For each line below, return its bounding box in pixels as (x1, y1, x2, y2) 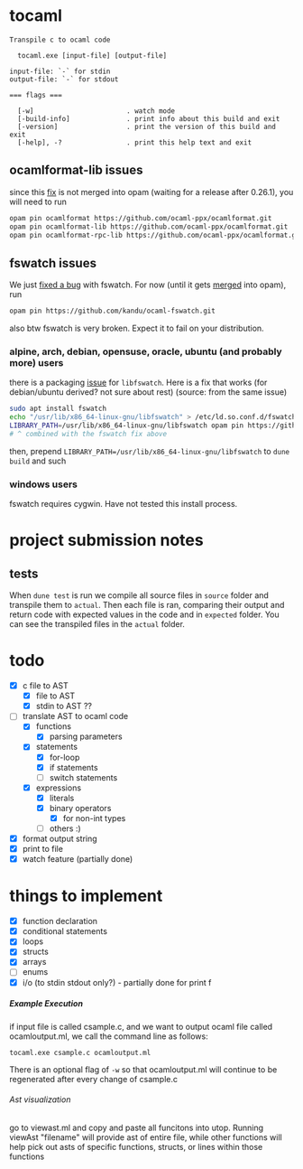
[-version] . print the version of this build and (17, 122, 277, 131)
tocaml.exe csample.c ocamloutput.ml (9, 1048, 151, 1057)
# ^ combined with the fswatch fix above (9, 429, 168, 438)
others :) (49, 823, 81, 834)
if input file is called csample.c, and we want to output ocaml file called (9, 1021, 273, 1032)
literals (49, 792, 75, 803)
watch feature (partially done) (22, 854, 133, 865)
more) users (9, 356, 64, 369)
